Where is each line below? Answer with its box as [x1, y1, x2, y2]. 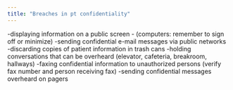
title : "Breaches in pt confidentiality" [7, 10, 131, 18]
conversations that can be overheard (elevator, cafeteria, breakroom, [7, 52, 208, 60]
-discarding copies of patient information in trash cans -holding [7, 44, 191, 53]
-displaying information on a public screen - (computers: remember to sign [7, 30, 225, 38]
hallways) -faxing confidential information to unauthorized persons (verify [7, 59, 222, 67]
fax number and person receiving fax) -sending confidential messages [7, 67, 212, 75]
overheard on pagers [7, 75, 68, 83]
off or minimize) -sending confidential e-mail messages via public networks [7, 37, 227, 46]
